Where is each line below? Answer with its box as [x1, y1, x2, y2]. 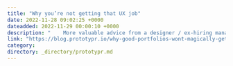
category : [7, 42, 36, 49]
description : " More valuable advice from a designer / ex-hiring [7, 29, 213, 36]
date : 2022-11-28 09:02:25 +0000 [7, 16, 104, 23]
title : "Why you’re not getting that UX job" [7, 10, 141, 17]
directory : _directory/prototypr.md [7, 49, 113, 56]
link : [7, 36, 23, 43]
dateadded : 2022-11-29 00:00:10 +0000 [7, 23, 119, 30]
